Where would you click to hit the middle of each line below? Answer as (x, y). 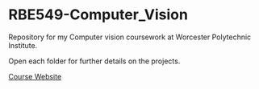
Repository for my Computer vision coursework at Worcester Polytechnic (130, 37)
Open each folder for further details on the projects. (94, 61)
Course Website (35, 76)
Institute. (23, 45)
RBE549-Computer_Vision (98, 15)
